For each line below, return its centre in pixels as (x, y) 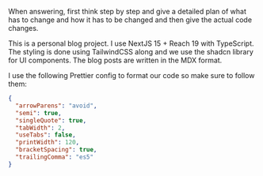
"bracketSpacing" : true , (56, 150)
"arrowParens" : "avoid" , (56, 106)
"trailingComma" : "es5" (54, 157)
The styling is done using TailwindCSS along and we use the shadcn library (131, 52)
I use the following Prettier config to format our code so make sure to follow (131, 75)
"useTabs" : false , (46, 135)
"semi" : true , (38, 113)
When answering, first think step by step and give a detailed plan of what (128, 11)
